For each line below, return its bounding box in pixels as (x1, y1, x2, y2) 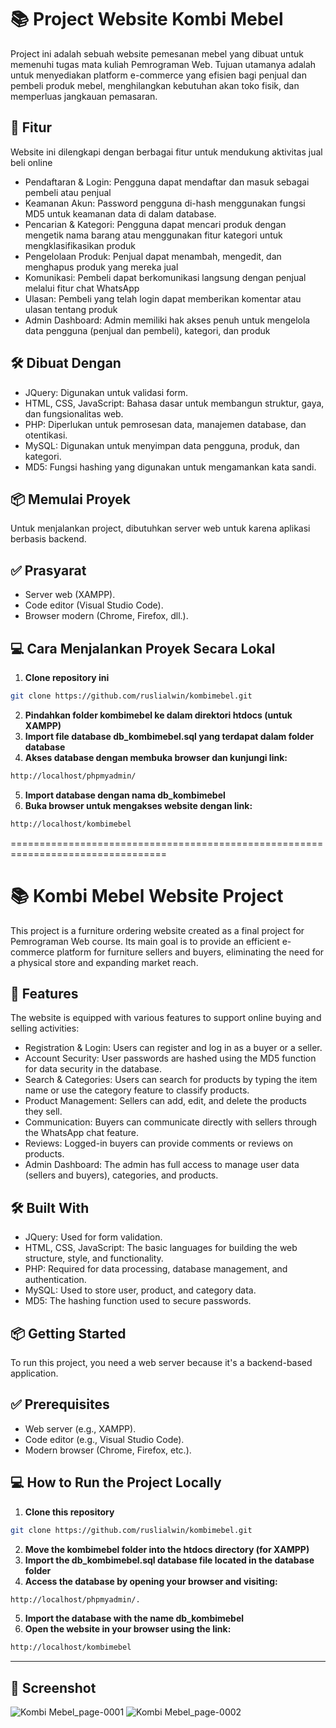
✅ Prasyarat (10, 562, 87, 579)
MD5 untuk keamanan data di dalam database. (24, 207, 217, 220)
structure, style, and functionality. (24, 1252, 164, 1265)
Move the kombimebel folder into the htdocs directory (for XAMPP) (24, 1543, 310, 1555)
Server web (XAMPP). (24, 589, 116, 601)
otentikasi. (24, 429, 68, 441)
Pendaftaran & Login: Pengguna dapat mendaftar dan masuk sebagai (24, 176, 310, 188)
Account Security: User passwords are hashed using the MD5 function (24, 1052, 317, 1065)
